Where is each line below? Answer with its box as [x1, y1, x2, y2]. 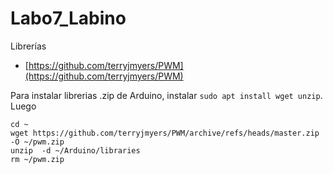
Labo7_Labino [10, 7, 127, 30]
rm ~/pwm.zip [10, 154, 65, 164]
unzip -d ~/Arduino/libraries [10, 145, 141, 156]
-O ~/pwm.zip [10, 137, 65, 147]
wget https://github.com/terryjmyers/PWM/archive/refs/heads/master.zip [10, 128, 320, 138]
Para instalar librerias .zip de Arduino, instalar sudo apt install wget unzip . [10, 89, 323, 101]
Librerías [10, 40, 47, 52]
